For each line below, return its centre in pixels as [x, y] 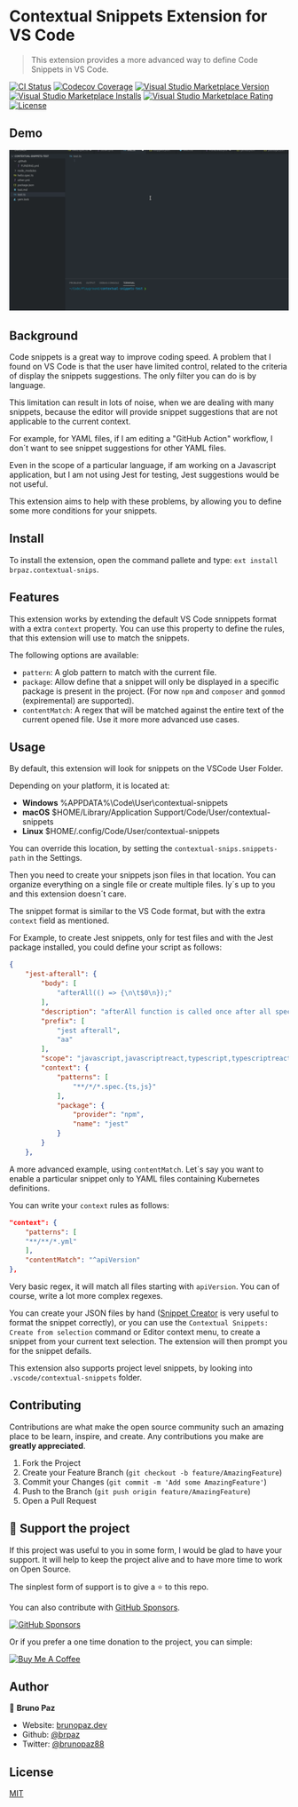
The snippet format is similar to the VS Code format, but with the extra [137, 911]
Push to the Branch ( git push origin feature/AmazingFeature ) [136, 1491]
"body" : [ [59, 983]
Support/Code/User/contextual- [212, 812]
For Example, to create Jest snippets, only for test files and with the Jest [141, 938]
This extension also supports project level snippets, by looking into [131, 1368]
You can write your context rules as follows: [90, 1205]
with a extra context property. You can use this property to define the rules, [147, 628]
